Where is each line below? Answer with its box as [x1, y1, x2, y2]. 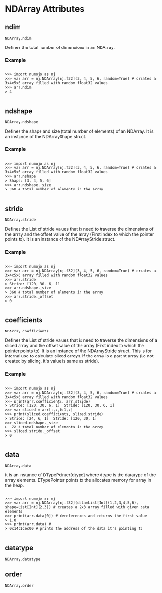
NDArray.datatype [5, 557, 40, 562]
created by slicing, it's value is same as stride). [5, 358, 99, 364]
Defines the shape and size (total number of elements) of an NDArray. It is [5, 128, 154, 134]
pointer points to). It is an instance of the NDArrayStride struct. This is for [5, 348, 152, 354]
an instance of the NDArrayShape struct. [5, 134, 87, 140]
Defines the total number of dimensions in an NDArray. [5, 45, 115, 50]
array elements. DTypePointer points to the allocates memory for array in [5, 477, 152, 483]
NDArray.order [5, 583, 34, 588]
